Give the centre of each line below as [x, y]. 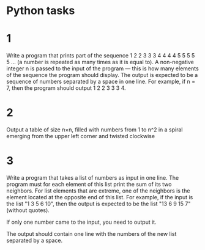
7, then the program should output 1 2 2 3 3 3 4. [66, 88]
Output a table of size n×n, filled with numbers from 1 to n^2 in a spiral [95, 130]
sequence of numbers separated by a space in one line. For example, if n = [101, 82]
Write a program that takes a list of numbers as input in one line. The [93, 178]
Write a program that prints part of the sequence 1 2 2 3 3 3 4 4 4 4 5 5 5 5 [101, 56]
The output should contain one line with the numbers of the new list [91, 234]
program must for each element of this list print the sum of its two [89, 184]
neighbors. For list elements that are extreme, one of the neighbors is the [98, 191]
